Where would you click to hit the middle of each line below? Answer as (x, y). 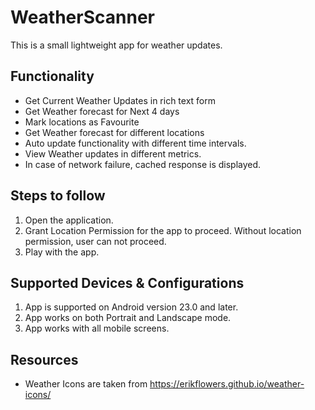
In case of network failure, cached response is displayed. (143, 164)
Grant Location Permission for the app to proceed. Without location (163, 230)
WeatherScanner (82, 17)
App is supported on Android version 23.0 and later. (131, 307)
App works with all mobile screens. (97, 328)
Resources (44, 359)
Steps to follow (58, 196)
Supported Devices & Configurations (127, 282)
